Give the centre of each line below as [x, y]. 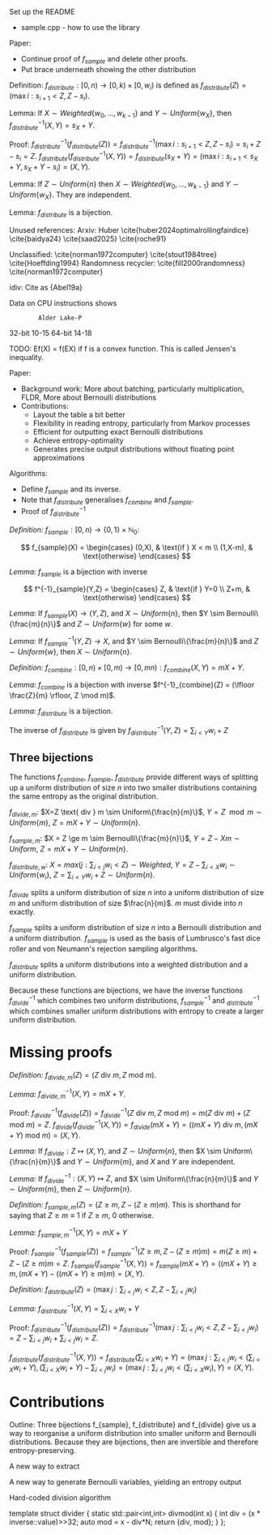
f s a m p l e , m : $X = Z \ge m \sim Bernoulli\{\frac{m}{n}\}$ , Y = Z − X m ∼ [125, 839]
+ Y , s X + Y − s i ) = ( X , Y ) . [50, 167]
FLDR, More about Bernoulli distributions [89, 397]
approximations [59, 457]
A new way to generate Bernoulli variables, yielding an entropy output [125, 1482]
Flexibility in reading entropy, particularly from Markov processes [141, 423]
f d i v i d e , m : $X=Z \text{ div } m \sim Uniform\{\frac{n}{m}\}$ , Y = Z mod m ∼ [136, 813]
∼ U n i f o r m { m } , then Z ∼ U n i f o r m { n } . [71, 1189]
